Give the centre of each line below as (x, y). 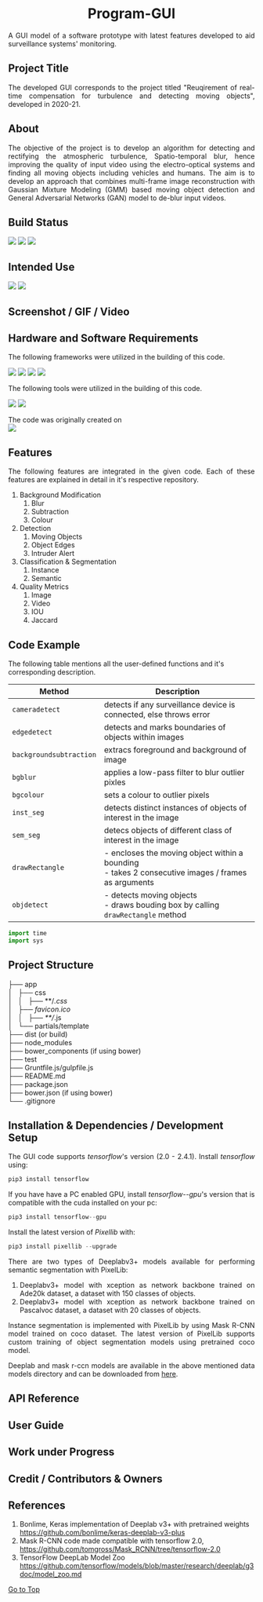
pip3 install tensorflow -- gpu (58, 1217)
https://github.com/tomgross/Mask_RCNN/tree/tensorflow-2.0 (120, 1549)
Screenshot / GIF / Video (69, 311)
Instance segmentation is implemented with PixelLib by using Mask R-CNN (131, 1326)
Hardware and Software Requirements (103, 338)
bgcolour (28, 795)
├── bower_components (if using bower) (75, 1051)
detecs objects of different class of (168, 831)
